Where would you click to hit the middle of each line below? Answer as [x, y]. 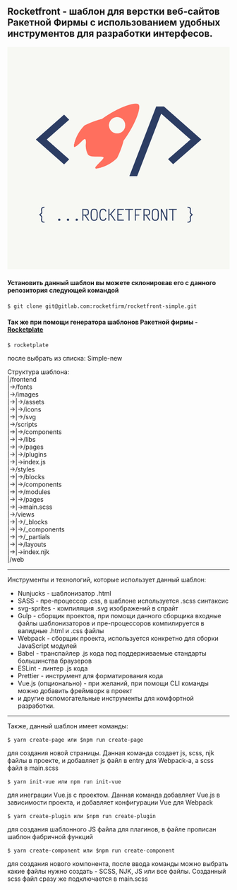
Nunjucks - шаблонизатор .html [64, 594]
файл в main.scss [33, 768]
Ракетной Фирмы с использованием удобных [114, 23]
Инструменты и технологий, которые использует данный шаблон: [107, 580]
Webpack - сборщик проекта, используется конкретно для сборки [118, 639]
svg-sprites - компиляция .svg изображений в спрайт [98, 608]
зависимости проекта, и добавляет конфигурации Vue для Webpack [110, 802]
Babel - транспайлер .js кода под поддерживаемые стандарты [112, 654]
